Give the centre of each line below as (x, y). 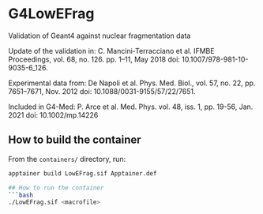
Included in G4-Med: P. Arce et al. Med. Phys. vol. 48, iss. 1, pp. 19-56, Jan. (131, 107)
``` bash (21, 195)
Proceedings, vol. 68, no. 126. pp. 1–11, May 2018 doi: (94, 59)
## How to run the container (56, 188)
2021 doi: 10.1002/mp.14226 (53, 115)
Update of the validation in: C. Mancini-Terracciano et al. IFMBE (111, 51)
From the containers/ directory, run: (67, 159)
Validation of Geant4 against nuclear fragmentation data (100, 36)
